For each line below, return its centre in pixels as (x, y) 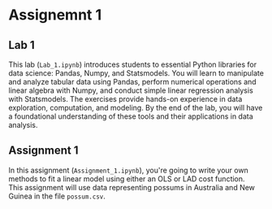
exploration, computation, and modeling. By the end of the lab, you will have (136, 108)
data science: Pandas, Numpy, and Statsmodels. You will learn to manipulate (136, 73)
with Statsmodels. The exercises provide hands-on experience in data (125, 99)
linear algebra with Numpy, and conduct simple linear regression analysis (131, 90)
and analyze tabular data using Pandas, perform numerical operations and (133, 82)
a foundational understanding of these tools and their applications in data (131, 116)
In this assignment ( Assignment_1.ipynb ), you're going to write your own (129, 170)
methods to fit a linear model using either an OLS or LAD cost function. (127, 179)
